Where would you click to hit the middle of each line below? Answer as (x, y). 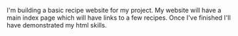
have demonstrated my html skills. (57, 25)
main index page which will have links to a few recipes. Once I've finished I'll (119, 18)
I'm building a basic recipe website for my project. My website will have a (114, 10)
